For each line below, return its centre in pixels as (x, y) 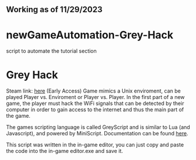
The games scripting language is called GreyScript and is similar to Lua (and (98, 127)
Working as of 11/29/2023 (54, 10)
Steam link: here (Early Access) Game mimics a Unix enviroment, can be (93, 91)
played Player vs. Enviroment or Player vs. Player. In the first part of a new (95, 97)
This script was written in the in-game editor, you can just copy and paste (95, 145)
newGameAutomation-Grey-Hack (90, 35)
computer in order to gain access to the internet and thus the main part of (95, 110)
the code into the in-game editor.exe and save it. (65, 151)
